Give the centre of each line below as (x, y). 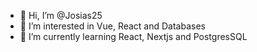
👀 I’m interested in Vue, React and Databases (112, 26)
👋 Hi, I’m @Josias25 (61, 15)
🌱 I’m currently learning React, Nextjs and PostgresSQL (133, 36)
